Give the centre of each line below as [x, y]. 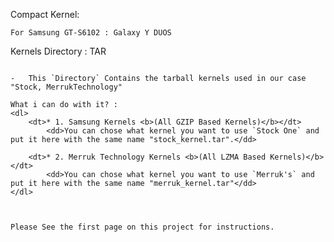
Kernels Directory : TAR [58, 51]
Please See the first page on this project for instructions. [142, 227]
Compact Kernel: [45, 14]
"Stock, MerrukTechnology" [66, 87]
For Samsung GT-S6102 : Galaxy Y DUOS [91, 33]
